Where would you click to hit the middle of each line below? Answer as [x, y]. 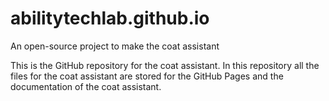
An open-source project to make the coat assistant [115, 46]
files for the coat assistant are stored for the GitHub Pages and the [147, 76]
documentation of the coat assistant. [86, 86]
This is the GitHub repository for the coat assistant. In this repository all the [165, 65]
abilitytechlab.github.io [110, 18]
